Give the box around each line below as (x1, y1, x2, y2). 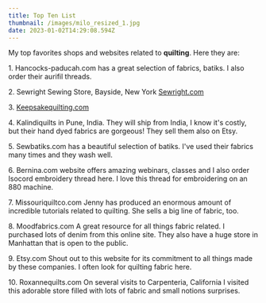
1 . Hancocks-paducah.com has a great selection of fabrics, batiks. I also (8, 63, 245, 73)
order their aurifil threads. (8, 72, 92, 82)
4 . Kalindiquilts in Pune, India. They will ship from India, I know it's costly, (8, 118, 248, 128)
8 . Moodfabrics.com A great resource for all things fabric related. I (8, 221, 225, 231)
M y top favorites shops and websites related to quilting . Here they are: (8, 48, 240, 58)
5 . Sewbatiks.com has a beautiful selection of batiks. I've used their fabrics (8, 142, 254, 151)
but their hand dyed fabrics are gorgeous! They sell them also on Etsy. (8, 126, 238, 136)
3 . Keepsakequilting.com (8, 102, 90, 112)
